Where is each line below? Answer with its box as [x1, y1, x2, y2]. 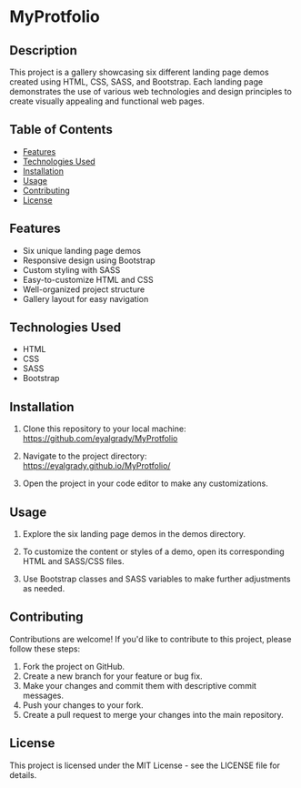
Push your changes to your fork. [22, 699, 144, 711]
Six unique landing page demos [22, 245, 141, 256]
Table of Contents [9, 122, 114, 137]
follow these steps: [9, 643, 80, 654]
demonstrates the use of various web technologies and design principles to [9, 86, 293, 96]
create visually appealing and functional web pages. [9, 96, 205, 106]
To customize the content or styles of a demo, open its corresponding [22, 546, 285, 557]
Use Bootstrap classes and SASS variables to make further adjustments [22, 573, 291, 584]
